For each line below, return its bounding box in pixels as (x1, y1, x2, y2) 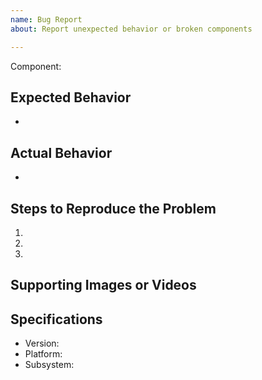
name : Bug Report (10, 14, 83, 25)
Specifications (10, 311, 103, 328)
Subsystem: (24, 359, 75, 371)
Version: (24, 337, 60, 350)
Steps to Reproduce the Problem (10, 200, 217, 217)
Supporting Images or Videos (10, 277, 197, 294)
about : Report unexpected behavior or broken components (10, 24, 253, 34)
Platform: (24, 348, 63, 360)
